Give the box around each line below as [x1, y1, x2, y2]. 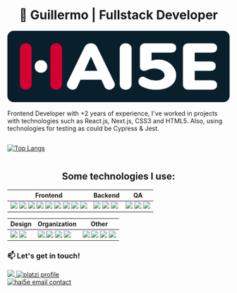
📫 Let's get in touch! [7, 251, 80, 261]
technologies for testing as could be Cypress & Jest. [7, 124, 160, 132]
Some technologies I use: [61, 170, 176, 182]
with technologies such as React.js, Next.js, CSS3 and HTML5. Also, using [7, 116, 223, 125]
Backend [93, 191, 120, 200]
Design [10, 220, 32, 228]
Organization [37, 220, 77, 228]
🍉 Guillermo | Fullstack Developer [18, 7, 219, 23]
